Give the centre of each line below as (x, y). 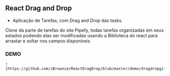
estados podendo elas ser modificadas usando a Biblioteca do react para (81, 35)
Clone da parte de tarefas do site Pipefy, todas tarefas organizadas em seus (84, 30)
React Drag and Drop (39, 8)
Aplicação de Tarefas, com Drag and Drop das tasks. (68, 20)
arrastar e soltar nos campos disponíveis (48, 41)
